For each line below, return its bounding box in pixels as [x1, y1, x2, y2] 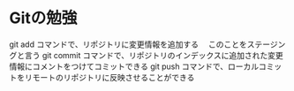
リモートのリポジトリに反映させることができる [24, 72, 195, 82]
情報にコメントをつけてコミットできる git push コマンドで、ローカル [9, 61, 259, 72]
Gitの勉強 [9, 8, 78, 28]
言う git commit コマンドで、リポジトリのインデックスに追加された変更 [24, 49, 284, 60]
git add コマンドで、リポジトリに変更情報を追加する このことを [9, 39, 247, 49]
